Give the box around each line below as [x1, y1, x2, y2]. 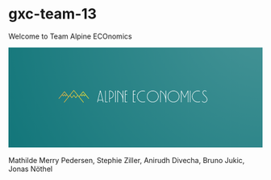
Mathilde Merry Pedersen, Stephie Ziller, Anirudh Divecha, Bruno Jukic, [8, 155, 245, 165]
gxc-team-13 [8, 5, 97, 23]
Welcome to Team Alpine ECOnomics [8, 31, 132, 41]
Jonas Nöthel [8, 164, 53, 174]
